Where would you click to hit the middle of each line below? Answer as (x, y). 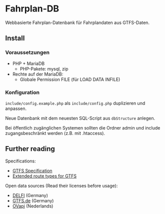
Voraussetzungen (27, 52)
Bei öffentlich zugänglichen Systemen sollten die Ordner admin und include (83, 127)
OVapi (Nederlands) (33, 206)
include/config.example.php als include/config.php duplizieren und (75, 103)
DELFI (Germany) (30, 195)
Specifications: (20, 161)
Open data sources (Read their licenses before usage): (61, 185)
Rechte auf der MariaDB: (38, 74)
